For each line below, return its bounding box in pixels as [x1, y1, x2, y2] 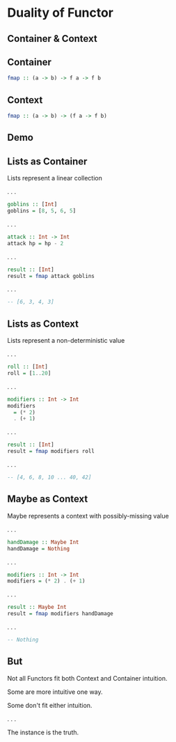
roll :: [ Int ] [7, 364, 49, 371]
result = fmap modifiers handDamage [7, 610, 113, 617]
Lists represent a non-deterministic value [7, 337, 125, 345]
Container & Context [7, 33, 97, 45]
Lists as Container [7, 155, 88, 167]
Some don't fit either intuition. [7, 701, 93, 709]
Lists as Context [7, 318, 79, 330]
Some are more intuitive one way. [7, 688, 103, 696]
